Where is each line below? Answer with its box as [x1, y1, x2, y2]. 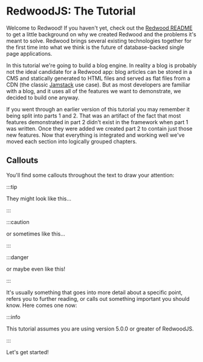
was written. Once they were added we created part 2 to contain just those [6, 125, 193, 132]
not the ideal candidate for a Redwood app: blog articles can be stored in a [6, 68, 192, 75]
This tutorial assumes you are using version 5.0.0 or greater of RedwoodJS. [6, 325, 195, 332]
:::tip [6, 183, 18, 190]
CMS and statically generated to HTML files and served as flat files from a [6, 74, 190, 82]
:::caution [6, 218, 30, 225]
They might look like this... [6, 195, 71, 202]
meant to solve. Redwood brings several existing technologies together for [6, 37, 192, 44]
